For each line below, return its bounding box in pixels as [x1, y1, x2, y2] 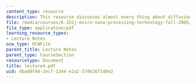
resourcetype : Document [6, 57, 64, 63]
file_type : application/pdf [6, 25, 75, 31]
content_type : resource [6, 8, 64, 15]
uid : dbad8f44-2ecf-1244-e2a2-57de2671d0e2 [6, 68, 114, 74]
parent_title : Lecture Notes [6, 47, 77, 53]
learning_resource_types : [6, 30, 69, 36]
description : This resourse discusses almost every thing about [6, 14, 166, 20]
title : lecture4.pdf [6, 63, 57, 69]
